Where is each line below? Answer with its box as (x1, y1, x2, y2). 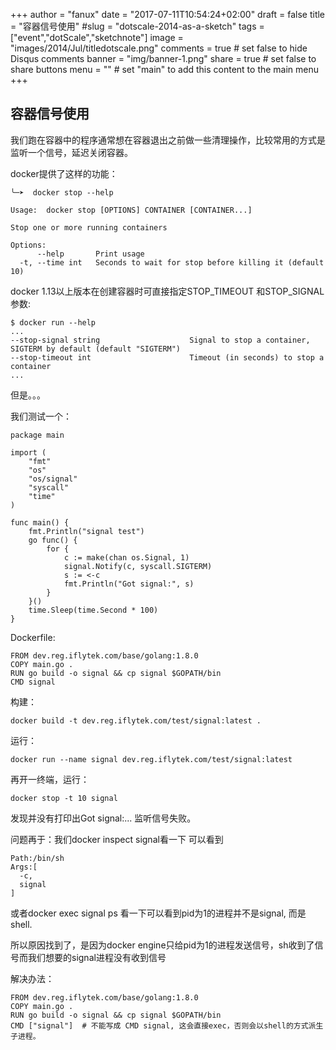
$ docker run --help (10, 317, 97, 328)
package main (10, 430, 65, 440)
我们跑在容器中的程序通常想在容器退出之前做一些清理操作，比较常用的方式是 (10, 134, 326, 146)
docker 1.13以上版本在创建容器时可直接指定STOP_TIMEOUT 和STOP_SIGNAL (10, 285, 325, 297)
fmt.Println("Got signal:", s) (63, 579, 195, 589)
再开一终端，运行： (10, 773, 90, 785)
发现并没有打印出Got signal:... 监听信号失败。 (10, 812, 197, 824)
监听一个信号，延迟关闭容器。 (10, 146, 133, 158)
